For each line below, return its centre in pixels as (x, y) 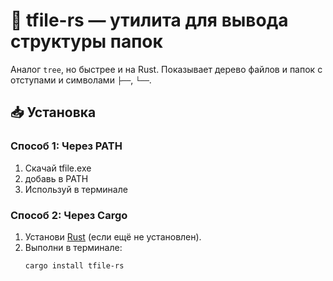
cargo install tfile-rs (74, 265)
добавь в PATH (56, 178)
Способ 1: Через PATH (66, 146)
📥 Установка (53, 112)
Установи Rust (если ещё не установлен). (113, 236)
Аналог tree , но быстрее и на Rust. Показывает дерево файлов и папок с (166, 69)
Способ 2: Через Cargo (69, 215)
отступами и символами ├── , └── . (81, 80)
